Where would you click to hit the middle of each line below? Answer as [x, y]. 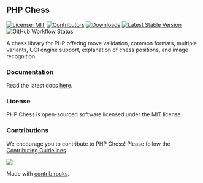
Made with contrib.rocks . [38, 173]
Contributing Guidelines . [37, 150]
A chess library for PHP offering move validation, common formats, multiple [102, 43]
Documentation [30, 72]
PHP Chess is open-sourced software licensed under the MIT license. [94, 114]
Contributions [28, 130]
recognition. [21, 56]
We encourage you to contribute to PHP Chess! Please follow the [88, 144]
